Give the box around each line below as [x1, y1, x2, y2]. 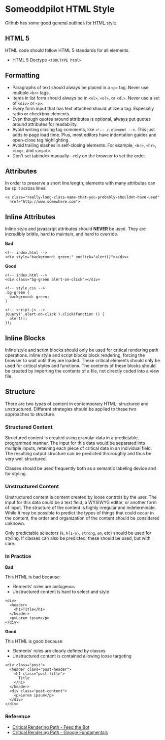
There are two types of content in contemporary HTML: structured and [5, 401, 149, 407]
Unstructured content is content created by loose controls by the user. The [5, 494, 157, 500]
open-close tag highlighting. [12, 137, 70, 143]
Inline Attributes [5, 213, 56, 221]
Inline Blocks [5, 334, 45, 342]
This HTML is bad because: [5, 574, 61, 580]
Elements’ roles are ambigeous [12, 583, 75, 589]
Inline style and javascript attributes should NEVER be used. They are [5, 226, 146, 232]
